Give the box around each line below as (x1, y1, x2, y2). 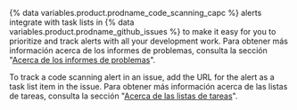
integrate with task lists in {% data (9, 17, 135, 27)
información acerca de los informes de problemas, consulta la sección (9, 45, 268, 56)
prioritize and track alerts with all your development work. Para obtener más (9, 35, 288, 46)
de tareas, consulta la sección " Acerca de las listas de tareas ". (9, 90, 238, 101)
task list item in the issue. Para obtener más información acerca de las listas (9, 82, 288, 91)
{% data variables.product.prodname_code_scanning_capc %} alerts (9, 8, 262, 18)
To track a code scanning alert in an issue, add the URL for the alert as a (9, 72, 275, 82)
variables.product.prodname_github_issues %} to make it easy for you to (9, 27, 276, 36)
